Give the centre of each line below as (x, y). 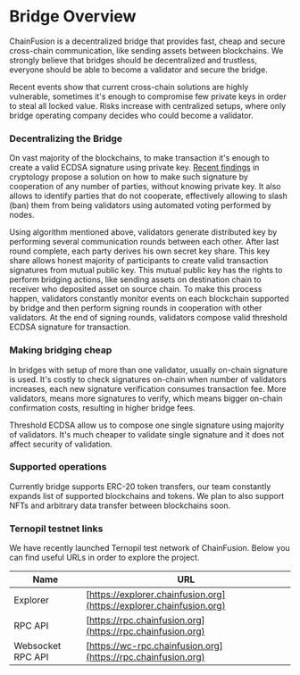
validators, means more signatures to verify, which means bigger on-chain (146, 398)
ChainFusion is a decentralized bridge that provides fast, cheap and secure (147, 41)
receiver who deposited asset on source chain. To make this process (136, 289)
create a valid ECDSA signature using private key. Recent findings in (134, 168)
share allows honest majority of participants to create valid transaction (139, 261)
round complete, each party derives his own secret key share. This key (140, 251)
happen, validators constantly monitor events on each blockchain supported (150, 299)
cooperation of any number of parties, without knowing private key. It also (145, 187)
